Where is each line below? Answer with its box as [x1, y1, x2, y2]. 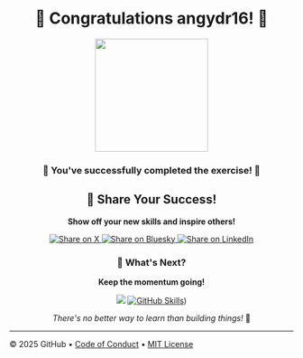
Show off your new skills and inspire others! [67, 216, 236, 227]
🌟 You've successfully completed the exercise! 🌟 [41, 164, 262, 176]
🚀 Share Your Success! [86, 192, 217, 207]
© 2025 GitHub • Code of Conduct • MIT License [9, 338, 194, 349]
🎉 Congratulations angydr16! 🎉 [34, 8, 269, 29]
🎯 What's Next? [116, 256, 187, 268]
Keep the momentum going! [97, 276, 206, 287]
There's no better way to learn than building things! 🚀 [52, 312, 251, 324]
